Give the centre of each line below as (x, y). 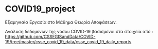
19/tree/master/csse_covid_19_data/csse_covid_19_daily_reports (68, 41)
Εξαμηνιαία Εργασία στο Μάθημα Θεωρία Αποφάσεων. (61, 22)
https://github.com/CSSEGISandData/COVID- (50, 37)
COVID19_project (40, 9)
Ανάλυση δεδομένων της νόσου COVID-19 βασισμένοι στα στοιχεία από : (79, 31)
